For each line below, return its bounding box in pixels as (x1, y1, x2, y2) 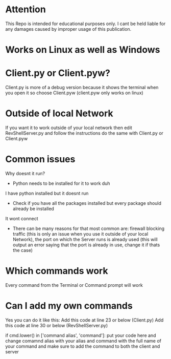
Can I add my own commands (5, 300, 133, 312)
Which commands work (5, 265, 108, 277)
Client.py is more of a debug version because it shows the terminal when (5, 85, 159, 91)
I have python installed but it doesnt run (5, 190, 89, 196)
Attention (5, 4, 46, 15)
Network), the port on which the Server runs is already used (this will (12, 236, 158, 242)
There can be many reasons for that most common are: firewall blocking (12, 225, 165, 231)
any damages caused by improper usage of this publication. (5, 26, 132, 32)
